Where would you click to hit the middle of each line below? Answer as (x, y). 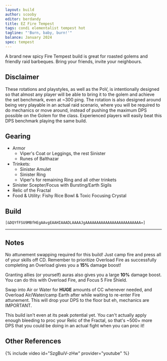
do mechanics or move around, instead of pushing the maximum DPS (76, 110)
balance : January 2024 (29, 38)
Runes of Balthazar (39, 159)
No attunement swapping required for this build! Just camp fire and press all (83, 254)
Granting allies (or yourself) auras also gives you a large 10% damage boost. (83, 275)
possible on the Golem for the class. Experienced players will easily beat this (84, 115)
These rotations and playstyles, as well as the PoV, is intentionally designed (82, 89)
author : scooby (21, 14)
